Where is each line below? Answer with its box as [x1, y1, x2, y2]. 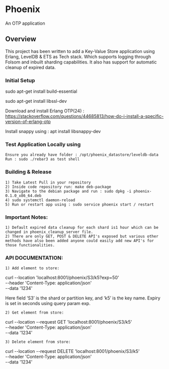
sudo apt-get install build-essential [5, 88, 77, 94]
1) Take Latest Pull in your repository [5, 180, 92, 185]
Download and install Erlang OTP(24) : [5, 108, 84, 114]
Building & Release [5, 168, 52, 175]
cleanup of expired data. [5, 64, 56, 70]
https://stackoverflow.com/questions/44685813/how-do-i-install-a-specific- [5, 113, 164, 119]
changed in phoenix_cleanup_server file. [5, 229, 94, 234]
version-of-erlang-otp [5, 118, 51, 125]
